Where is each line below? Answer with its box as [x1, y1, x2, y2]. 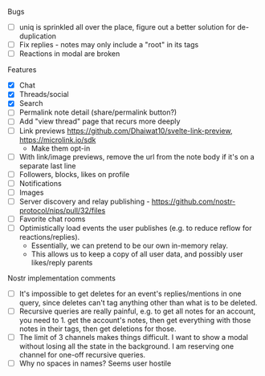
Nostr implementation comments [7, 273, 116, 283]
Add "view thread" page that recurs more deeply [18, 116, 181, 127]
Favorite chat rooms [18, 214, 86, 224]
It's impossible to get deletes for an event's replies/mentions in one [18, 289, 242, 298]
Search [18, 99, 43, 108]
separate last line [18, 160, 76, 171]
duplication [18, 31, 57, 41]
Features [7, 65, 37, 75]
